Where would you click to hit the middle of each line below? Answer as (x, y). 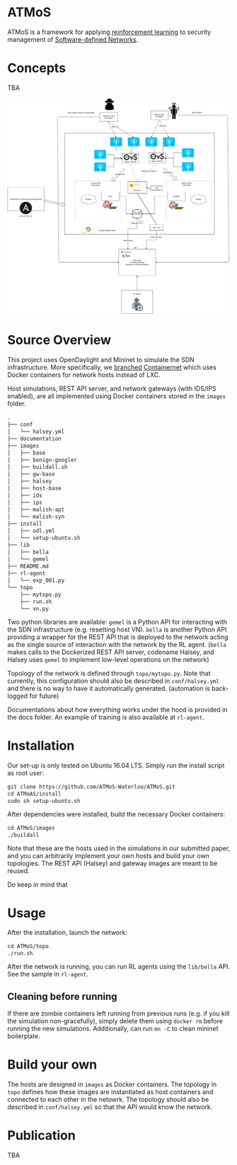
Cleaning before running (63, 996)
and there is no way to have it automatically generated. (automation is (109, 688)
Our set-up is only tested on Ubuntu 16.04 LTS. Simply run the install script (116, 765)
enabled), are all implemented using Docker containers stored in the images (117, 396)
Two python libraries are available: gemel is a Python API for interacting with (117, 621)
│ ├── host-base (34, 488)
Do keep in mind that (37, 884)
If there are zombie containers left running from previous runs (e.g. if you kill (118, 1013)
